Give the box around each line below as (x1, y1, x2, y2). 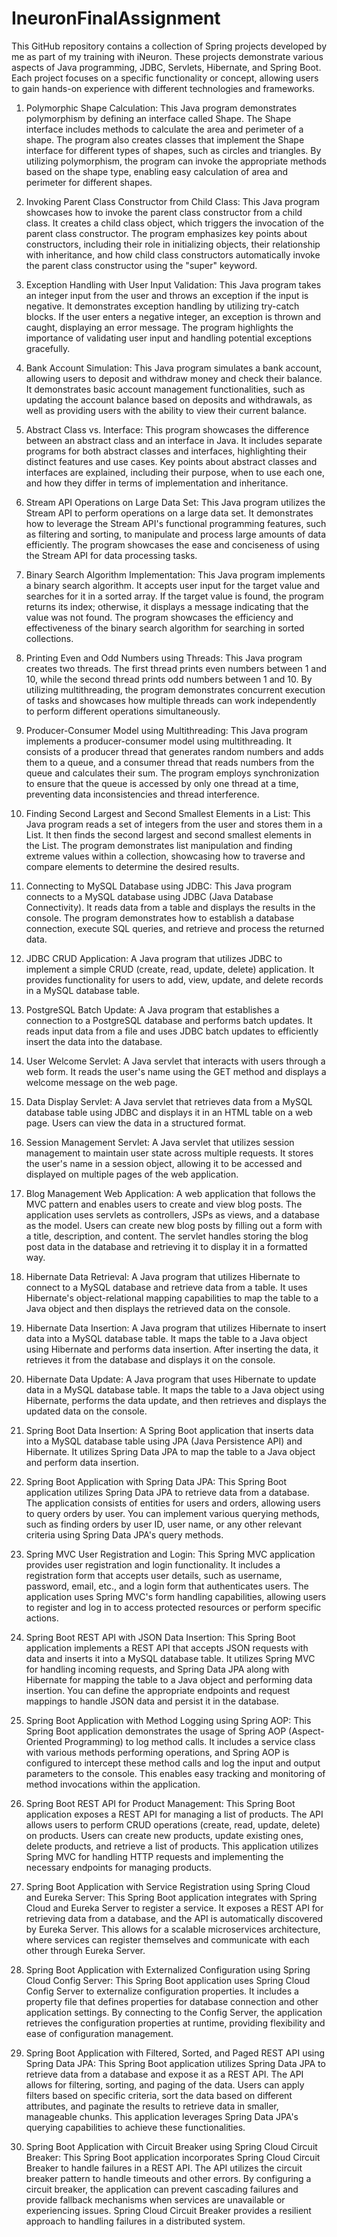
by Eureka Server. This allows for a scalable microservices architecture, (25, 1923, 321, 1935)
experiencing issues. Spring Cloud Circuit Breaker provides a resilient (25, 2204, 312, 2216)
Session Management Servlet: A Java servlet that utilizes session (25, 1136, 295, 1148)
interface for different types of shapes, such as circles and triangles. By (25, 144, 322, 156)
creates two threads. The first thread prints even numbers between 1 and (25, 662, 327, 674)
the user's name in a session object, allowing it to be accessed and (25, 1157, 303, 1169)
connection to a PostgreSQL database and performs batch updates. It (25, 1014, 313, 1026)
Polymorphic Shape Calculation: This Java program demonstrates (25, 102, 298, 114)
